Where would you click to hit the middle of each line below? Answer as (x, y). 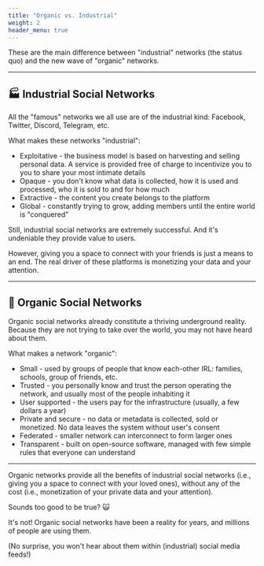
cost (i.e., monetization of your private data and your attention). (111, 492)
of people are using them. (50, 531)
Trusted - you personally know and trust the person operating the (125, 385)
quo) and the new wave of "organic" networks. (84, 61)
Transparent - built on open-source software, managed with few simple (135, 444)
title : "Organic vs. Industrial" (63, 15)
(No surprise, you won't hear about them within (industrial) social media (124, 546)
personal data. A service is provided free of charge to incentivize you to (136, 164)
